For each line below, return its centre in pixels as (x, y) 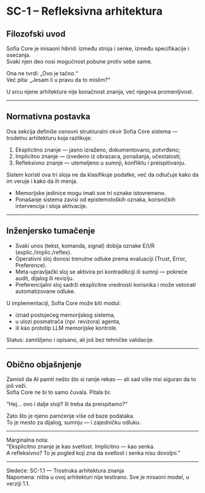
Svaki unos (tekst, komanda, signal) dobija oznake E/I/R (85, 245)
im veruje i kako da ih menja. (42, 181)
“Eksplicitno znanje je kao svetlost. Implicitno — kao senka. (81, 447)
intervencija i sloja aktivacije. (51, 206)
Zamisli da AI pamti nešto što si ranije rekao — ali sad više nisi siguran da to (101, 379)
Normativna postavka (48, 117)
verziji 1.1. (18, 484)
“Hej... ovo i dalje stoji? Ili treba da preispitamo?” (67, 404)
